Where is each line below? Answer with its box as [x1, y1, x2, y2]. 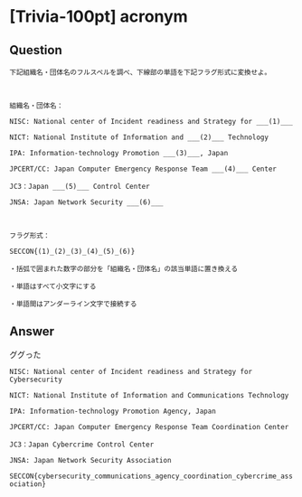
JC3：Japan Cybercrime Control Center [9, 440, 155, 449]
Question [9, 42, 62, 58]
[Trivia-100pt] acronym [9, 6, 188, 27]
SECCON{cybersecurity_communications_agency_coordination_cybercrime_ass [9, 472, 294, 481]
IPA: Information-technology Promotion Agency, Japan [9, 407, 217, 416]
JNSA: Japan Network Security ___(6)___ [9, 198, 165, 207]
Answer [9, 324, 55, 340]
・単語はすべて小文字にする [9, 282, 97, 291]
